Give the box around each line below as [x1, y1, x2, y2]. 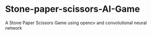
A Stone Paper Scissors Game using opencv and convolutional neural [5, 20, 147, 26]
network [5, 25, 22, 31]
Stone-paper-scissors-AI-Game [5, 3, 140, 15]
